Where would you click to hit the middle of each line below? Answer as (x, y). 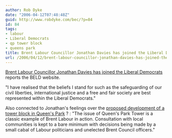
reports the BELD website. (33, 78)
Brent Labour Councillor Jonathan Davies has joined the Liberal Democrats (84, 72)
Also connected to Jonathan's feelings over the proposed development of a (85, 108)
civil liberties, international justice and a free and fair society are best (78, 93)
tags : (11, 29)
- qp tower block (24, 43)
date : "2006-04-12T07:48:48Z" (38, 15)
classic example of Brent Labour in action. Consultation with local (74, 119)
